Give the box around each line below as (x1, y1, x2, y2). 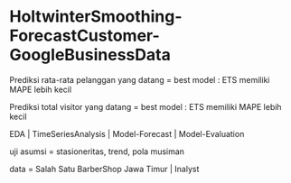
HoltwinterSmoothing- (9, 6, 183, 27)
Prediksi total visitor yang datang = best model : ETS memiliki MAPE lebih (9, 101, 282, 112)
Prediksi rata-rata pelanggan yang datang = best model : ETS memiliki (9, 74, 270, 85)
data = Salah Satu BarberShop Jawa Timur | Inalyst (9, 163, 200, 174)
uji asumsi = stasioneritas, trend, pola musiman (9, 146, 185, 157)
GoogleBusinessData (9, 45, 172, 65)
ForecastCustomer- (9, 25, 160, 46)
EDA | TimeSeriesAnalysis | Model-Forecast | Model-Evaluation (9, 128, 245, 139)
